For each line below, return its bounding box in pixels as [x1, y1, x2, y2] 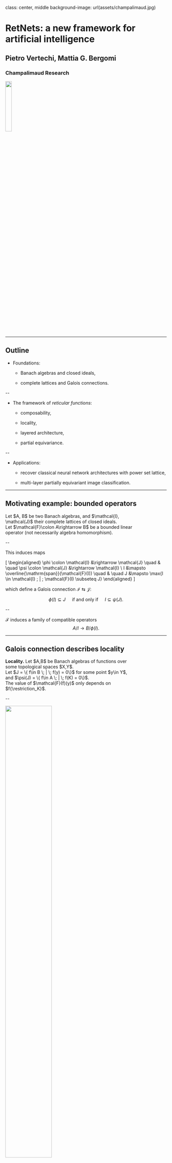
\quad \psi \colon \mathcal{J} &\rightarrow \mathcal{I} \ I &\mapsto [5, 565, 146, 571]
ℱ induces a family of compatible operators [5, 616, 97, 622]
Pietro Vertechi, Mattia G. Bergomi [5, 54, 117, 62]
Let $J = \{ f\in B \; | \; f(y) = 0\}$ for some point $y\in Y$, [5, 669, 127, 675]
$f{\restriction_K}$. [5, 686, 47, 692]
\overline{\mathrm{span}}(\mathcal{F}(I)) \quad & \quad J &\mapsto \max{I [5, 570, 164, 576]
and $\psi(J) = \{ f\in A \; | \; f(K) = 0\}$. [5, 674, 90, 681]
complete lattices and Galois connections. [20, 379, 109, 386]
